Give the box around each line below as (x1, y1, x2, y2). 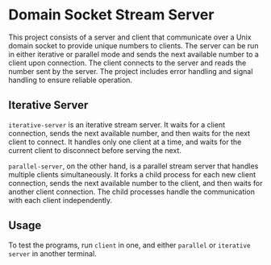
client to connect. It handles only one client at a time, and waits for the (8, 137, 242, 147)
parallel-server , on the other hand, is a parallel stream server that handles (8, 161, 259, 171)
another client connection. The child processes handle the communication (8, 187, 256, 197)
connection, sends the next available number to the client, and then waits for (8, 178, 263, 188)
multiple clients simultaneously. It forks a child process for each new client (8, 169, 256, 179)
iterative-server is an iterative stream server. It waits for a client (8, 119, 226, 130)
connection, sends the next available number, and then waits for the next (8, 128, 251, 138)
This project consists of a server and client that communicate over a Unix (8, 32, 252, 42)
